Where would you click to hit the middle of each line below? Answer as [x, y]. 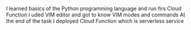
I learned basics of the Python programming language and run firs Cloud [94, 9]
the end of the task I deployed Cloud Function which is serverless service [95, 21]
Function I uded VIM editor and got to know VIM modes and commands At [95, 15]
